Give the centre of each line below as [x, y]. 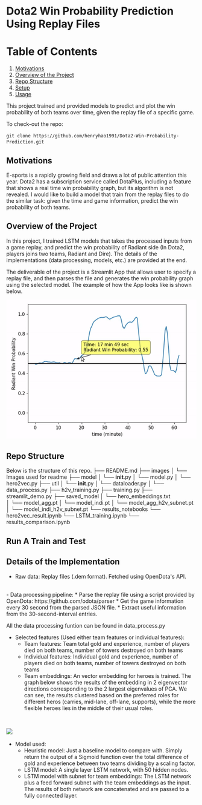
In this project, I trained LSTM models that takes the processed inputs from [99, 241]
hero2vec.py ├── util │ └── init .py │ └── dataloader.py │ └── [85, 484]
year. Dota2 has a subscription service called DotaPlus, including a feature [99, 181]
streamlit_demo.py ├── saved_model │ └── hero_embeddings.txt [88, 496]
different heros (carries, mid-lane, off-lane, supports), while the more [110, 701]
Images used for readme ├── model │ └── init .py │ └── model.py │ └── [99, 477]
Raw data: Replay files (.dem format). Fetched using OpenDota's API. [101, 576]
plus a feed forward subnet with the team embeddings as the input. [107, 783]
